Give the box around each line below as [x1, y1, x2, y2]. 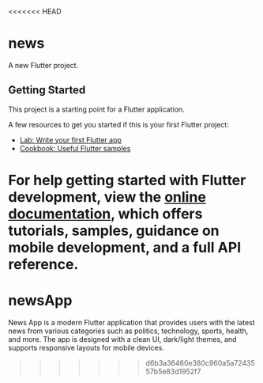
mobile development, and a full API [8, 238, 242, 256]
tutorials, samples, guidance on [8, 222, 220, 240]
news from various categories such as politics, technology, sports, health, [8, 326, 249, 336]
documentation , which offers [8, 205, 203, 222]
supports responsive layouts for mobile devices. [8, 343, 164, 352]
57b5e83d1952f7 [145, 366, 201, 376]
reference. [8, 255, 79, 273]
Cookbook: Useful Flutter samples [19, 143, 131, 153]
